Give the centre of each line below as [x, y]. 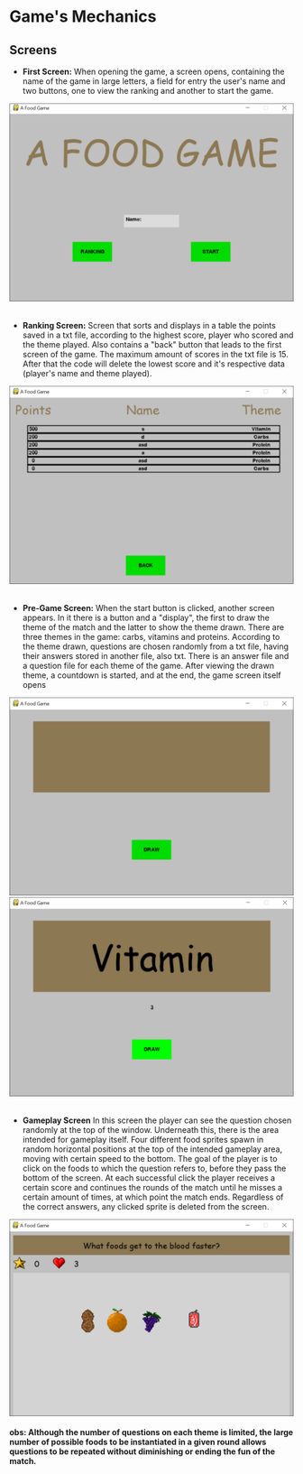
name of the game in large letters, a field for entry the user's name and [154, 81]
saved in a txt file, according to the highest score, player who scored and [158, 335]
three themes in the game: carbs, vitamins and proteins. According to [151, 637]
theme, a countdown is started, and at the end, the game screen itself [151, 675]
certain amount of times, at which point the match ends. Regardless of [153, 1197]
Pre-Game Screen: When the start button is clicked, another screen [148, 608]
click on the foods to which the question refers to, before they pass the [154, 1168]
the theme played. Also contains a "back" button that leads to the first [152, 345]
